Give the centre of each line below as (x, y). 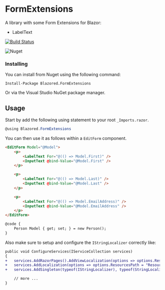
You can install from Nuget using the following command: (63, 75)
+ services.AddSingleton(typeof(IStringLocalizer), (61, 270)
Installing (16, 64)
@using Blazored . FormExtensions (38, 129)
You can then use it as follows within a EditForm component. (66, 138)
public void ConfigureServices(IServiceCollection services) (69, 251)
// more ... (26, 279)
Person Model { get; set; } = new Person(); (60, 229)
